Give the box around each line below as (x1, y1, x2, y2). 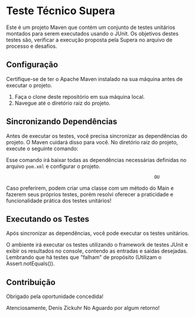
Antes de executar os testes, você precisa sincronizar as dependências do (6, 132, 188, 140)
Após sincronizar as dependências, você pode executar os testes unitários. (6, 229, 190, 237)
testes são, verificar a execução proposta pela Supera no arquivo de (6, 36, 173, 43)
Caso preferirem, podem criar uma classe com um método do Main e (6, 185, 174, 192)
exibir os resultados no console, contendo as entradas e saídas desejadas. (6, 247, 188, 255)
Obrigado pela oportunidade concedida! (6, 293, 104, 300)
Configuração (6, 60, 58, 70)
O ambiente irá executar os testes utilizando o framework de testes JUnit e (6, 241, 188, 248)
